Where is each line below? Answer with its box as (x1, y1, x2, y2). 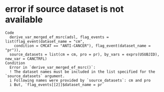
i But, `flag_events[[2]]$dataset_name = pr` (9, 82, 105, 87)
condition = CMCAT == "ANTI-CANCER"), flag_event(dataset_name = (14, 43, 151, 48)
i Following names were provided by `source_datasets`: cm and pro (9, 78, 151, 83)
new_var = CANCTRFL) (5, 56, 48, 61)
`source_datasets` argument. (5, 73, 65, 79)
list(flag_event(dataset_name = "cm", (5, 39, 85, 44)
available (5, 14, 43, 25)
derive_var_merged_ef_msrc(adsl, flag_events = (9, 35, 109, 40)
